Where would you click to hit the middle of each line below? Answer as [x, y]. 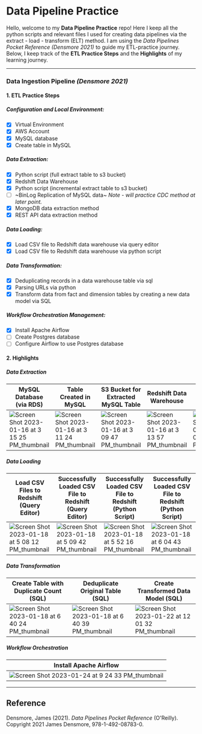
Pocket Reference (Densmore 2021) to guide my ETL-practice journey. [93, 47]
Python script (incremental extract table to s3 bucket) [81, 188]
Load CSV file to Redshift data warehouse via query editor [87, 244]
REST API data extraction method [56, 215]
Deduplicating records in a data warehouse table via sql [84, 281]
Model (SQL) [164, 598]
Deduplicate [101, 583]
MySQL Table [121, 404]
